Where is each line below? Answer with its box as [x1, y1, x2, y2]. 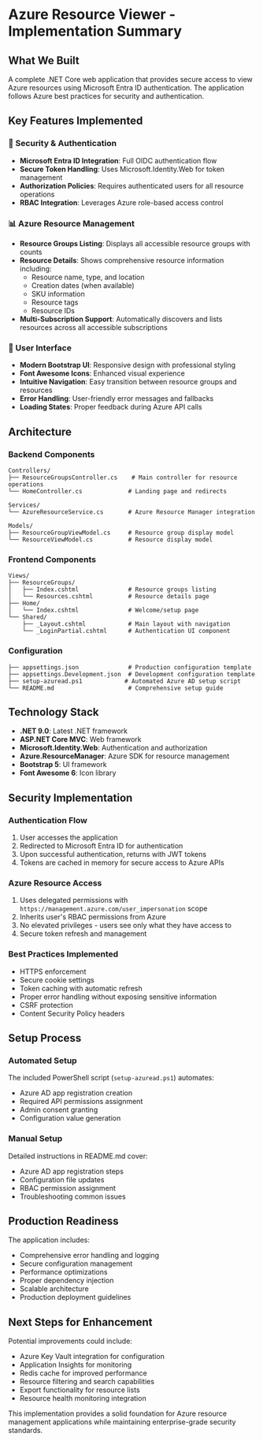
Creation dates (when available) [31, 280, 135, 290]
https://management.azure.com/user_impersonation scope [19, 904, 208, 913]
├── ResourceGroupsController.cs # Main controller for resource [8, 473, 238, 481]
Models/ [8, 522, 34, 530]
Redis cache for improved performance [19, 1368, 147, 1378]
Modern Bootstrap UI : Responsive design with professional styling [19, 361, 236, 370]
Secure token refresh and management [19, 929, 147, 938]
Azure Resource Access [8, 878, 102, 889]
